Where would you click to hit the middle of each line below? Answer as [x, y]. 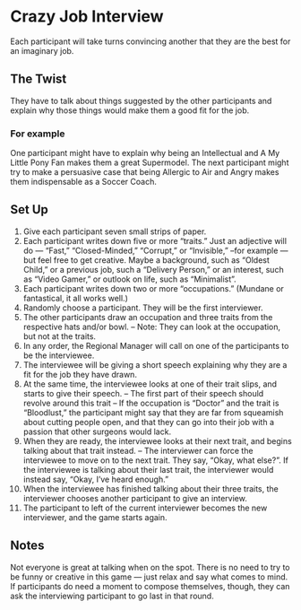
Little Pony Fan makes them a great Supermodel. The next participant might [150, 162]
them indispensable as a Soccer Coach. [84, 182]
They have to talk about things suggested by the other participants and [141, 100]
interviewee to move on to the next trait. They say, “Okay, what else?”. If [156, 460]
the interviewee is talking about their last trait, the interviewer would [148, 469]
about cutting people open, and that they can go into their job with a [149, 422]
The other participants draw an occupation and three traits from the [148, 317]
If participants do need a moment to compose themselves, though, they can [150, 586]
